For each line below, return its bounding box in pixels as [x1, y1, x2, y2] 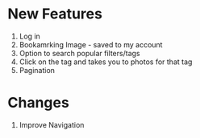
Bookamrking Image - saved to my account [19, 39, 163, 49]
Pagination [19, 65, 56, 75]
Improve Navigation [19, 120, 85, 129]
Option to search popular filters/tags [19, 48, 140, 58]
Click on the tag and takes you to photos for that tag [19, 57, 193, 67]
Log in [19, 31, 41, 41]
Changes [7, 94, 69, 112]
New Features [7, 5, 102, 23]
